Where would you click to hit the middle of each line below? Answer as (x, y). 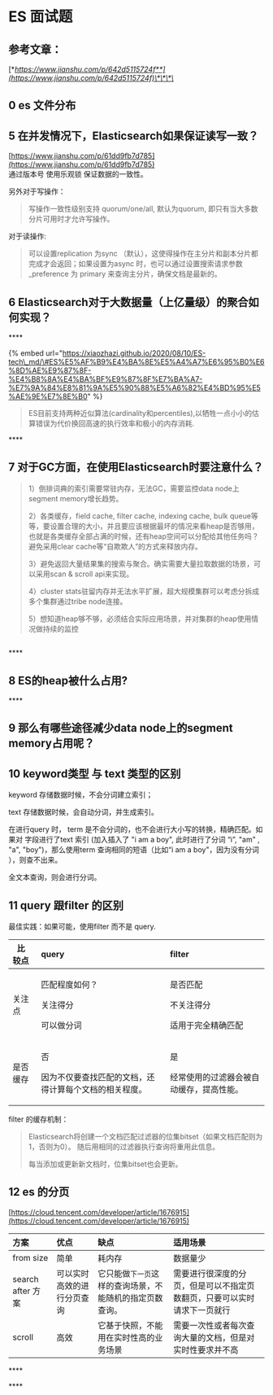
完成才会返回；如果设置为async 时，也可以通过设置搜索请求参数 (136, 264)
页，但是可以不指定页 (214, 1285)
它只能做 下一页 (124, 1273)
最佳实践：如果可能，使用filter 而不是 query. (82, 927)
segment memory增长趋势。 (76, 498)
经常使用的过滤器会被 (211, 1078)
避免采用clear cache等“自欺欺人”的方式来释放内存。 (115, 546)
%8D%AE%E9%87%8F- (50, 370)
